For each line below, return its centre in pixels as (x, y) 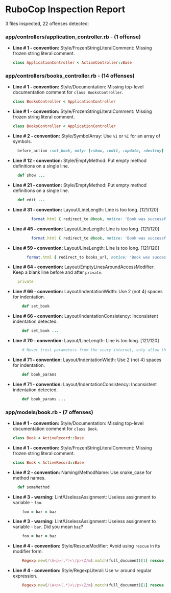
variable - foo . (28, 502)
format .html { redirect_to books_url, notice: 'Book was (88, 257)
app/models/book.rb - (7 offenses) (49, 412)
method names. (29, 478)
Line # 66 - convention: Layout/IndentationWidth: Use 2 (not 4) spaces (88, 292)
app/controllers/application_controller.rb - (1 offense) (73, 37)
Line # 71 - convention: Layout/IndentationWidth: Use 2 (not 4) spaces (87, 360)
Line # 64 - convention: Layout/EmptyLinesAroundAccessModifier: (83, 267)
